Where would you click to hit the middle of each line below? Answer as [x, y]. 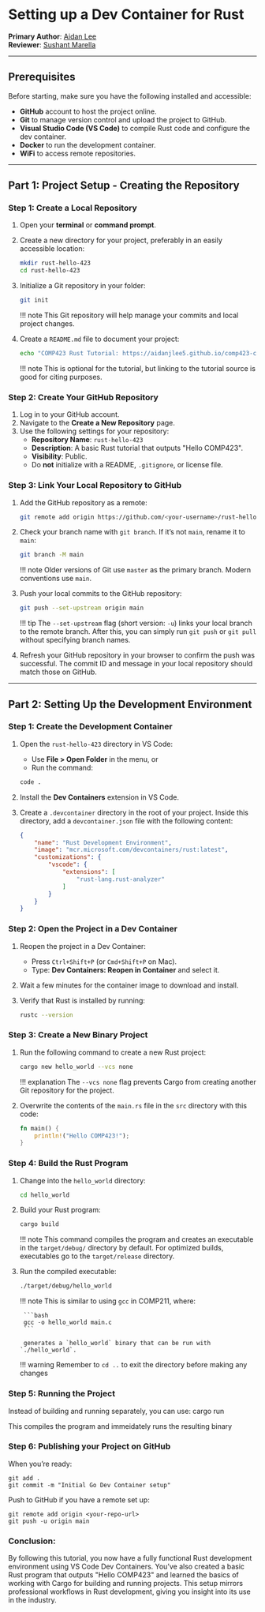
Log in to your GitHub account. [69, 414]
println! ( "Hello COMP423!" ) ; [82, 1136]
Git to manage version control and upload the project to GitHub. [123, 119]
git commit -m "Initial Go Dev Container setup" [90, 1485]
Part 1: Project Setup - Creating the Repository [124, 186]
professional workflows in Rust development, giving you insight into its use [129, 1591]
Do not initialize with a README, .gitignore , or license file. [127, 465]
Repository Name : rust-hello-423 [87, 440]
